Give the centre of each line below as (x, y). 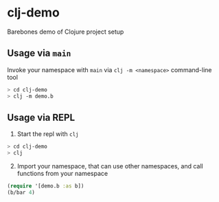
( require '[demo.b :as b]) (46, 186)
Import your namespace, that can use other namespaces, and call (110, 166)
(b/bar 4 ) (21, 192)
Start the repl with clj (48, 134)
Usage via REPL (41, 117)
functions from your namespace (62, 174)
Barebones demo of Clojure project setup (66, 32)
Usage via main (39, 53)
